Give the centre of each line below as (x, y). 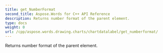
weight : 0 (15, 27)
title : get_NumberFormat (30, 9)
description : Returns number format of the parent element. (68, 18)
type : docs (16, 23)
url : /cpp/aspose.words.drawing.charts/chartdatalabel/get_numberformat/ (82, 32)
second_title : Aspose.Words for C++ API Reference (58, 14)
